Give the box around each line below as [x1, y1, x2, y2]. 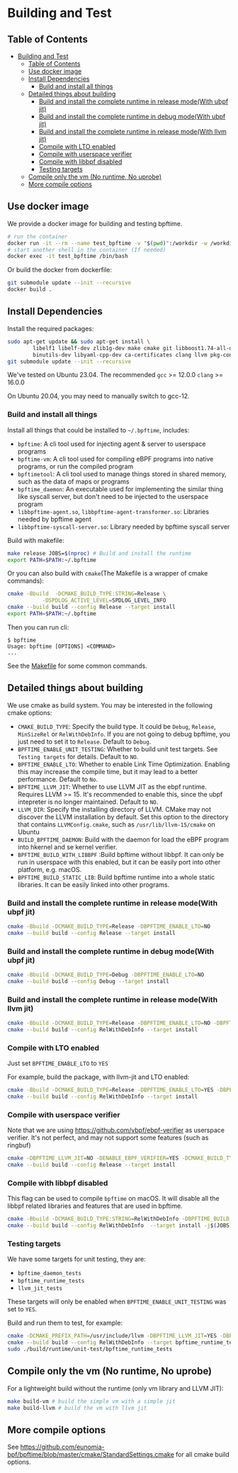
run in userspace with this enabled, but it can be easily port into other [17, 858, 221, 866]
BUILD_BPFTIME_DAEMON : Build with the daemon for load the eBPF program [17, 835, 229, 844]
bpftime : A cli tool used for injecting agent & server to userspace [17, 439, 206, 448]
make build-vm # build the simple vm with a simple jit [7, 1398, 176, 1405]
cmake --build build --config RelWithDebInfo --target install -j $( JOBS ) [7, 1222, 233, 1229]
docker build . [7, 286, 52, 293]
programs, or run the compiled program [17, 462, 134, 471]
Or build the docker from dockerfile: [7, 266, 112, 274]
